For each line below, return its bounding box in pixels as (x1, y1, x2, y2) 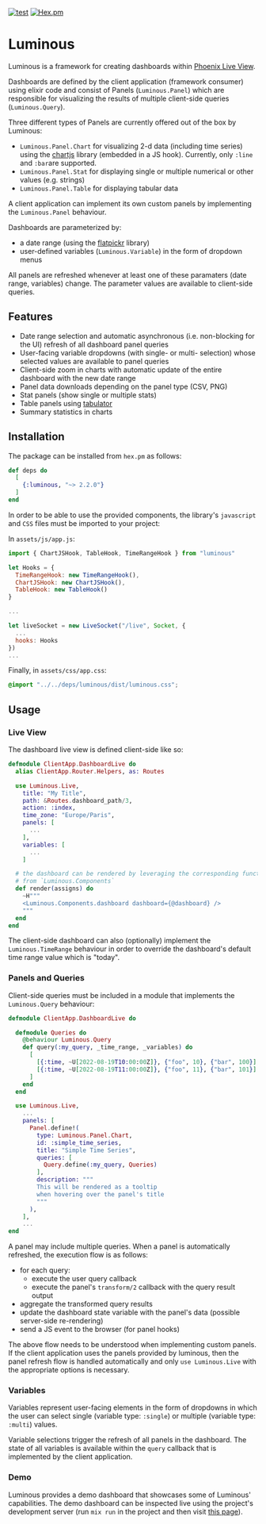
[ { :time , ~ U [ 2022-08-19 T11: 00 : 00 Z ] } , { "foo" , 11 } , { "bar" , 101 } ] (36, 1065, 257, 1073)
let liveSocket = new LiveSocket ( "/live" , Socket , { (8, 622, 186, 630)
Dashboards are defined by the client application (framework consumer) (8, 76, 244, 86)
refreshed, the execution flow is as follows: (8, 1250, 149, 1260)
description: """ (36, 1176, 93, 1184)
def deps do (8, 466, 47, 474)
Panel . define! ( (28, 1124, 80, 1132)
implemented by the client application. (8, 1452, 133, 1461)
